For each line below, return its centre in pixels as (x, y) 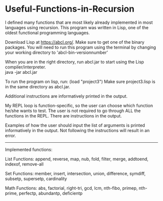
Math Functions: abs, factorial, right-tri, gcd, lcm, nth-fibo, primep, (72, 188)
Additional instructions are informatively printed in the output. (66, 96)
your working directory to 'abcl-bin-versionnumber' (57, 52)
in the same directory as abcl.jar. (38, 86)
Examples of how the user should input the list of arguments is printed (75, 125)
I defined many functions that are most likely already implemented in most (79, 22)
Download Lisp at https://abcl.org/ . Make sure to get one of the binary (75, 42)
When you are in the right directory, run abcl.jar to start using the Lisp (74, 62)
